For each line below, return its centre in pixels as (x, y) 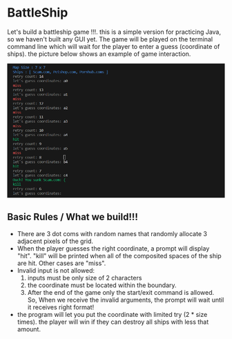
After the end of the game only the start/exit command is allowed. (121, 292)
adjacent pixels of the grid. (55, 241)
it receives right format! (61, 307)
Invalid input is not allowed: (56, 270)
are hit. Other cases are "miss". (61, 263)
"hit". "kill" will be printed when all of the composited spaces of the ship (119, 255)
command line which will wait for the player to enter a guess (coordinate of (114, 46)
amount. (29, 329)
